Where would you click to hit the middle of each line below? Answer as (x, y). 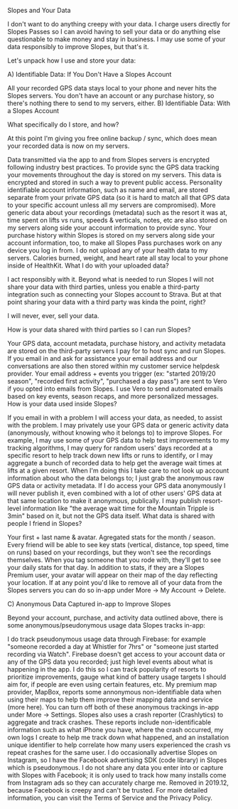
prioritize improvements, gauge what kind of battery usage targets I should (117, 677)
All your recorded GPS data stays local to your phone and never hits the (112, 88)
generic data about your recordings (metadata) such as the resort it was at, (117, 212)
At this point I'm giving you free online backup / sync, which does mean (112, 138)
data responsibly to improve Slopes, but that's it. (78, 47)
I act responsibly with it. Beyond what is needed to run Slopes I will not (111, 279)
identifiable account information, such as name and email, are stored (108, 190)
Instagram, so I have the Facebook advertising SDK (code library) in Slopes (117, 760)
